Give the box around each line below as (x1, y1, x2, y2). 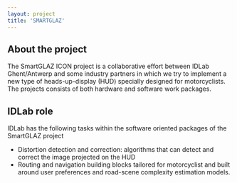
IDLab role (7, 105, 53, 117)
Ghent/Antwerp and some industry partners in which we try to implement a (7, 70, 227, 78)
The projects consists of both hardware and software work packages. (7, 84, 212, 93)
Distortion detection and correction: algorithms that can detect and (17, 145, 214, 154)
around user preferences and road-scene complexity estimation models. (17, 168, 231, 177)
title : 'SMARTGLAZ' (7, 17, 65, 24)
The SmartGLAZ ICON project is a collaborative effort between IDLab (7, 62, 210, 71)
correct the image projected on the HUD (17, 153, 136, 162)
